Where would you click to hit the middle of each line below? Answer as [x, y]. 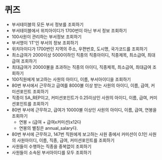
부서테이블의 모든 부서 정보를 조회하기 [48, 24]
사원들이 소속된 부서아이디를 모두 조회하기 [51, 152]
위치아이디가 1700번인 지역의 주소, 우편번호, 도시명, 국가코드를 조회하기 [80, 49]
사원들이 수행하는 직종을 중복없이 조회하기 [51, 146]
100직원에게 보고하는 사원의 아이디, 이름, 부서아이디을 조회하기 [71, 79]
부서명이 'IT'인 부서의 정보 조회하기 [45, 42]
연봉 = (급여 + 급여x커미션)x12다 [50, 122]
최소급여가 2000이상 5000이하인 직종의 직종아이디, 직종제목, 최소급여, [79, 55]
